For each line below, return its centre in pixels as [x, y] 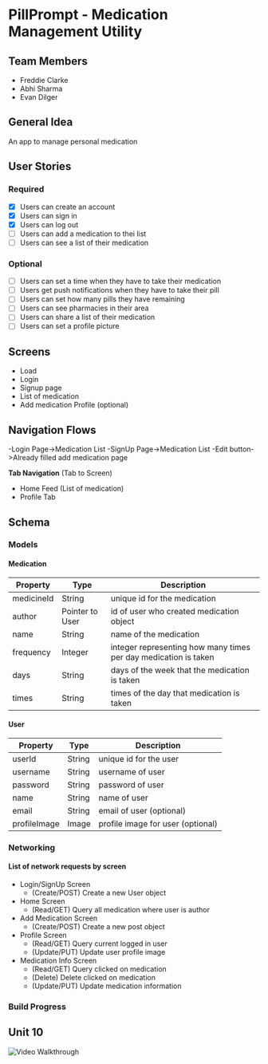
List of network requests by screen [67, 866]
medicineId [33, 598]
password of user [132, 785]
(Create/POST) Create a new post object [98, 926]
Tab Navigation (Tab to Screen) [61, 473]
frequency [32, 652]
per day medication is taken [162, 657]
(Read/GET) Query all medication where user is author [120, 909]
